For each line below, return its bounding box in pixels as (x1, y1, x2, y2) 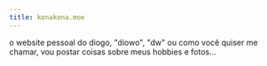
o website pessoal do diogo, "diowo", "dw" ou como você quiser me (9, 37, 259, 48)
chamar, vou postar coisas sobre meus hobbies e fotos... (9, 46, 217, 57)
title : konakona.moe (9, 12, 86, 22)
